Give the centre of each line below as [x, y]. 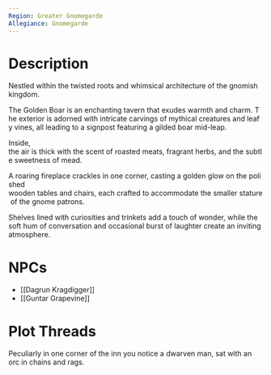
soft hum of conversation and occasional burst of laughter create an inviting [135, 226]
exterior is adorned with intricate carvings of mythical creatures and [132, 119]
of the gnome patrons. [47, 202]
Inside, [19, 143]
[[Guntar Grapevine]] [55, 298]
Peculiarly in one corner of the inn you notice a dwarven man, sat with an [130, 354]
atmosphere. [30, 235]
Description [49, 64]
